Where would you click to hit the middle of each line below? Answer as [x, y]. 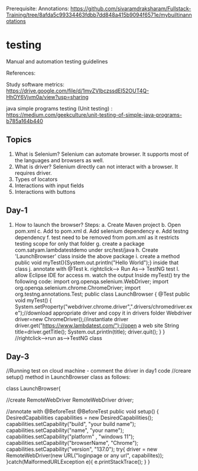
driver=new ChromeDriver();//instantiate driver [72, 319]
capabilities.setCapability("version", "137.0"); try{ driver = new [82, 449]
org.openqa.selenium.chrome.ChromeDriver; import [77, 287]
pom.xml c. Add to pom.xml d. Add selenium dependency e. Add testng [102, 231]
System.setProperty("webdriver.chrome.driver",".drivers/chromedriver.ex [103, 306]
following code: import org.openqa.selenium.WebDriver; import [92, 281]
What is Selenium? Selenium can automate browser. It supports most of [102, 154]
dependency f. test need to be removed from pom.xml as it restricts [97, 237]
